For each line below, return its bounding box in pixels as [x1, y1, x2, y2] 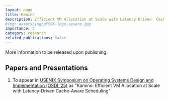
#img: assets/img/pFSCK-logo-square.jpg [5, 21, 92, 27]
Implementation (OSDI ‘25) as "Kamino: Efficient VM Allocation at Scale [12, 82, 160, 88]
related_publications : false [5, 36, 66, 41]
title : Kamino [5, 12, 35, 17]
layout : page [5, 7, 33, 13]
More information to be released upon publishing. [5, 49, 108, 55]
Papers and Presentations [5, 64, 88, 72]
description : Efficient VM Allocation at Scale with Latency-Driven [5, 17, 152, 22]
